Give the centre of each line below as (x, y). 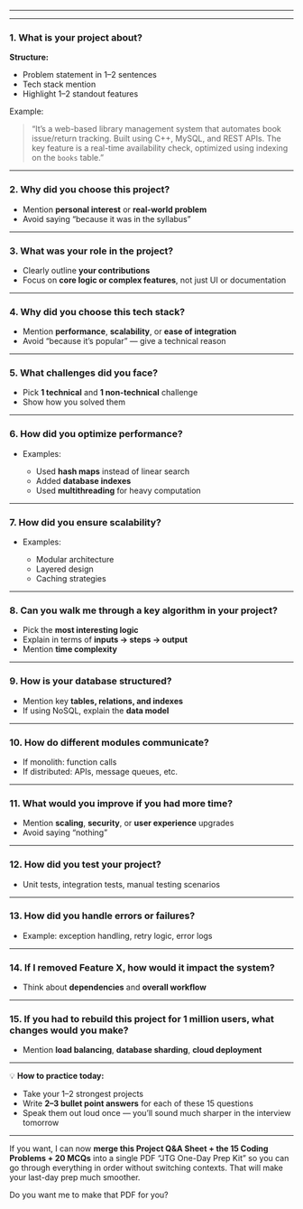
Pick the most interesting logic (80, 630)
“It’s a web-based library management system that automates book (156, 129)
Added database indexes (83, 480)
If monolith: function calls (69, 762)
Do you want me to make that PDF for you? (89, 1195)
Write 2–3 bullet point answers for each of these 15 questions (138, 1103)
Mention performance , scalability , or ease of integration (129, 331)
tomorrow (41, 1123)
